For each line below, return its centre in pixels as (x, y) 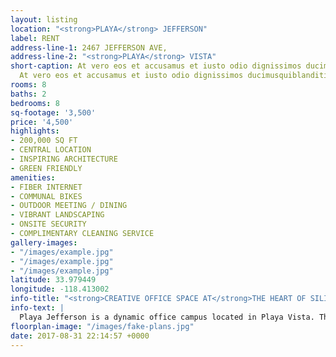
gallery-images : (44, 242)
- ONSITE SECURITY (48, 224)
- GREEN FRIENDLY (46, 168)
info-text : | (37, 308)
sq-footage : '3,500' (53, 112)
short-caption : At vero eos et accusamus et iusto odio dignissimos (156, 66)
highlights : (35, 131)
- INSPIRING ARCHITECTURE (64, 159)
